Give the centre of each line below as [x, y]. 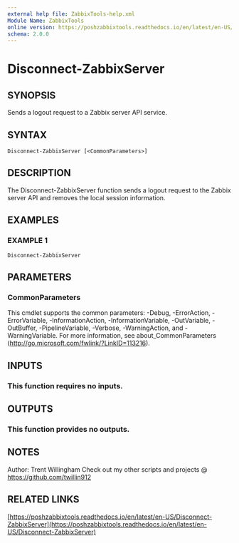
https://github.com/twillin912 [49, 477]
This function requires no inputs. [65, 386]
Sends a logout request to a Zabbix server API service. [87, 113]
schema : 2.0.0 [28, 34]
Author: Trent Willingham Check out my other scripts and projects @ [107, 469]
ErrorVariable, [28, 321]
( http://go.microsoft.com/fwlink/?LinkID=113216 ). [79, 343]
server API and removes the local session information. [86, 197]
